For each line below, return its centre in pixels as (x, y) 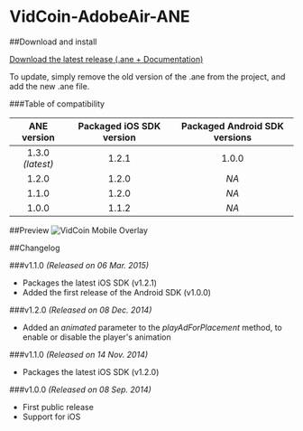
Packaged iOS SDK (119, 126)
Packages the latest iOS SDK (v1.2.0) (91, 371)
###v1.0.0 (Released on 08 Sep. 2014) (80, 389)
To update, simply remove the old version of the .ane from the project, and (147, 76)
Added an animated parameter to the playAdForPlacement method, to (152, 327)
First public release (58, 407)
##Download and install (53, 42)
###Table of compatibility (57, 103)
